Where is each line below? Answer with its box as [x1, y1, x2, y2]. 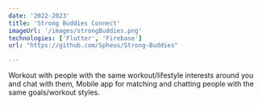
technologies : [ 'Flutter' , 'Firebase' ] [8, 34, 143, 42]
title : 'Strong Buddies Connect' [8, 19, 121, 27]
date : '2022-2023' [8, 11, 70, 20]
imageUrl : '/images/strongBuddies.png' [8, 26, 143, 34]
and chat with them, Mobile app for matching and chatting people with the [8, 79, 255, 89]
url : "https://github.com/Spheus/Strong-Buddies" [8, 42, 179, 50]
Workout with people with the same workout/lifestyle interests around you [8, 71, 254, 80]
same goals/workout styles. [8, 87, 101, 97]
